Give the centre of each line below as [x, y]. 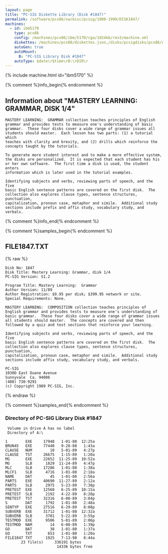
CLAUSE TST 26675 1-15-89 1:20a [50, 455]
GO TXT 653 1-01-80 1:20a [50, 533]
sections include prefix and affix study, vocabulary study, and [74, 208]
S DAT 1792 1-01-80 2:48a [50, 503]
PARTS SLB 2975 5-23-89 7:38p [50, 485]
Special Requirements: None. [35, 298]
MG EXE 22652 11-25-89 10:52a [50, 459]
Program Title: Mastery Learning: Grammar [51, 285]
